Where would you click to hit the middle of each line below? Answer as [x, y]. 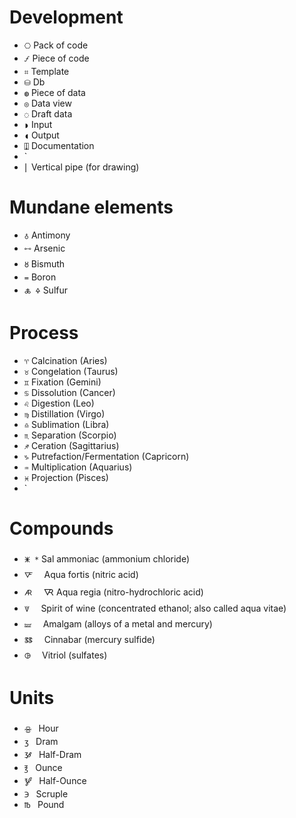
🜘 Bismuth [44, 263]
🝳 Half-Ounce [55, 780]
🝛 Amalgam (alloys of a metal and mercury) [118, 623]
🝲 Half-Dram [52, 754]
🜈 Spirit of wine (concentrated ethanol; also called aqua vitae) [155, 608]
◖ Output [41, 135]
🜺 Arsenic [44, 248]
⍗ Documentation [59, 145]
